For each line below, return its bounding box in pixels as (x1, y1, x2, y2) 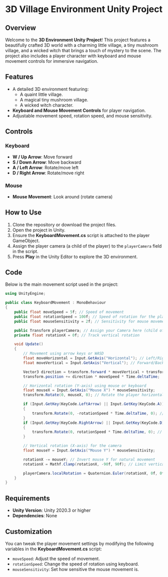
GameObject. (12, 238, 40, 244)
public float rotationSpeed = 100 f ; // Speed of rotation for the (14, 314, 155, 319)
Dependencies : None (12, 513, 57, 519)
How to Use (5, 208, 42, 217)
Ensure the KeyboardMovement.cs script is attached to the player (12, 232, 150, 238)
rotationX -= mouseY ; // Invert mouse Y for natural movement (23, 457, 155, 462)
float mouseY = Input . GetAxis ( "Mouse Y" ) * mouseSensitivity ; (23, 448, 155, 453)
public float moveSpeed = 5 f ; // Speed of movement (14, 310, 124, 315)
